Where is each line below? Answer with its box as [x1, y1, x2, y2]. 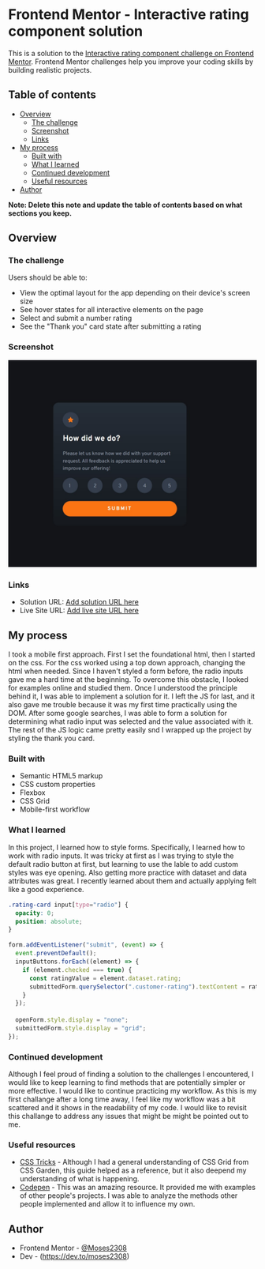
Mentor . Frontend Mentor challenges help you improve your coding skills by [8, 57, 254, 66]
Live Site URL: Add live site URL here [19, 606, 140, 616]
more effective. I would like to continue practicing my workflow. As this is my [8, 1086, 257, 1096]
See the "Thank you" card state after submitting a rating [19, 322, 202, 331]
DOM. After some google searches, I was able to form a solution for [8, 709, 227, 718]
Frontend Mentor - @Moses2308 [19, 1243, 128, 1253]
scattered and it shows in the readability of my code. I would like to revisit [8, 1103, 247, 1113]
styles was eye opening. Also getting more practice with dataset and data [8, 868, 247, 877]
